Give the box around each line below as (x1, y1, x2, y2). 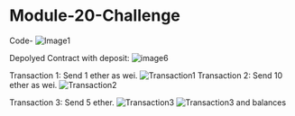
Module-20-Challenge (9, 5, 180, 26)
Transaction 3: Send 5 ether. (9, 96, 115, 108)
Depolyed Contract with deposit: (9, 52, 130, 63)
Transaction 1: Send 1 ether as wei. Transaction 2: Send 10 (9, 69, 283, 81)
